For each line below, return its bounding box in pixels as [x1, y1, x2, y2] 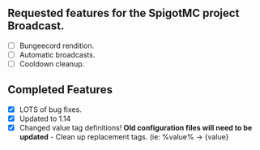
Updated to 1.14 [19, 114, 71, 123]
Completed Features [7, 83, 113, 96]
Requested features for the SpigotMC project [7, 6, 240, 20]
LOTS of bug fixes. [19, 105, 82, 114]
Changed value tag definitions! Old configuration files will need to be [19, 122, 253, 132]
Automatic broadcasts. [19, 49, 96, 59]
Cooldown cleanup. [19, 58, 85, 68]
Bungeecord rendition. [19, 41, 95, 50]
